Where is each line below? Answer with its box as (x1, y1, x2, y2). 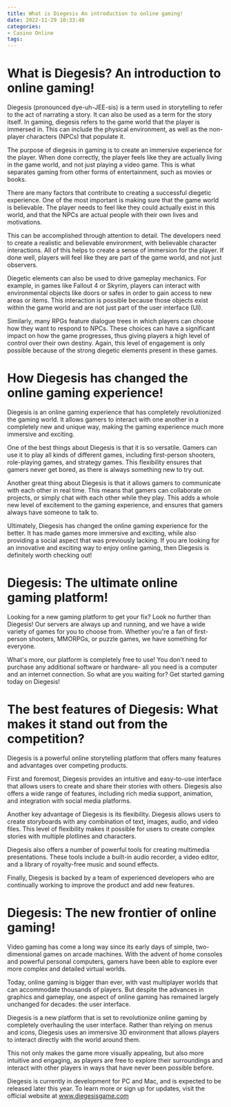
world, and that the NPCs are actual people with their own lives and (7, 211, 199, 219)
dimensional (7, 949, 42, 958)
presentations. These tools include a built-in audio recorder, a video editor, (7, 853, 219, 861)
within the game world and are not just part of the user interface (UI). (7, 303, 203, 312)
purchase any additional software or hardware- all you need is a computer (7, 663, 218, 671)
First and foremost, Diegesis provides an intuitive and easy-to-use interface (7, 775, 222, 783)
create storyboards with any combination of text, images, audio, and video (7, 817, 219, 826)
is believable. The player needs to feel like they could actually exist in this (7, 203, 216, 211)
